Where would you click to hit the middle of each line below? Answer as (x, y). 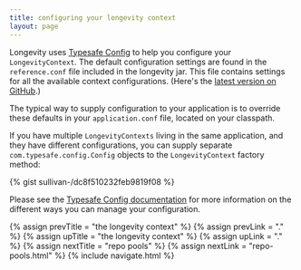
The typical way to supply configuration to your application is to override (145, 108)
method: (25, 164)
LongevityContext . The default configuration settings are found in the (138, 62)
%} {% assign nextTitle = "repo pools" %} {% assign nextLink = (128, 246)
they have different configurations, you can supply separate (121, 145)
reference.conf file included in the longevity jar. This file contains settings (147, 71)
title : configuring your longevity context (93, 18)
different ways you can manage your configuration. (105, 208)
